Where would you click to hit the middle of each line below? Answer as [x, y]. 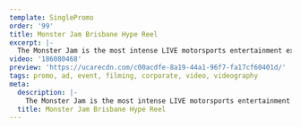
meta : [19, 84]
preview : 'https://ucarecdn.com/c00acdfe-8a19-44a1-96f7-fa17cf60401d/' [148, 68]
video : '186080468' [46, 59]
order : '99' [31, 26]
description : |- [47, 92]
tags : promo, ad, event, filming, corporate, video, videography [133, 76]
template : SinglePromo [52, 17]
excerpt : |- [31, 42]
